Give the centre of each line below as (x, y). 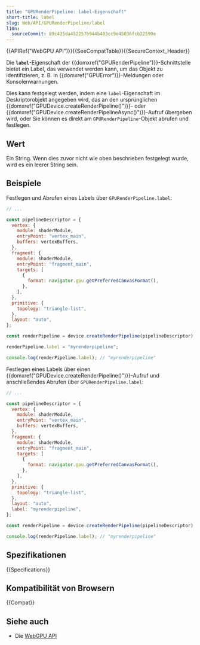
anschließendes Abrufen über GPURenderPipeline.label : (75, 382)
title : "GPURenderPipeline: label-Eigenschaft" (67, 12)
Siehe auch (27, 621)
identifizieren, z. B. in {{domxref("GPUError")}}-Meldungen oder (85, 75)
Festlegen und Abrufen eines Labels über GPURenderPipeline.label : (89, 197)
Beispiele (24, 183)
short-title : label (30, 17)
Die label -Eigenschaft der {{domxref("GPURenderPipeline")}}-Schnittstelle (99, 63)
